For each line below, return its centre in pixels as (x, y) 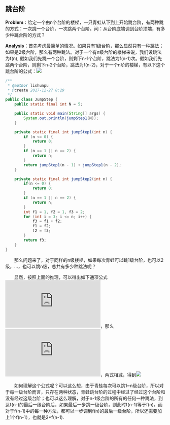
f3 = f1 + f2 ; (47, 221)
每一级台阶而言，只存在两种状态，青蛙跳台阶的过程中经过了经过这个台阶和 (87, 392)
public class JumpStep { (31, 100)
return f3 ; (35, 240)
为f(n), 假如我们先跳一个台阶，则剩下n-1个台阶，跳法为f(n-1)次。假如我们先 (84, 58)
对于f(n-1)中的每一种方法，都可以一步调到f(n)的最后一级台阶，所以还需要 (81, 411)
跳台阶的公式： (21, 71)
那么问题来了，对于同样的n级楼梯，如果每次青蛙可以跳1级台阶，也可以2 (89, 260)
